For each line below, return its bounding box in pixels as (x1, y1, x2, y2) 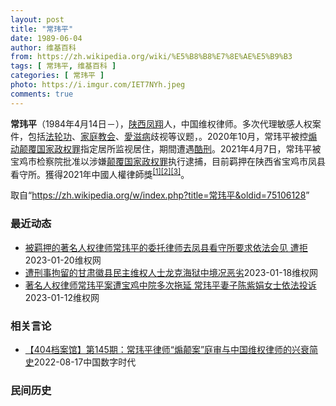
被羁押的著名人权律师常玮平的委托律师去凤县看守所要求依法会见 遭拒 (24, 241, 308, 253)
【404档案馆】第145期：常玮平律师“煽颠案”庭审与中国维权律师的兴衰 (24, 343, 310, 355)
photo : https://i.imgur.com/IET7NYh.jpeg (10, 80, 186, 90)
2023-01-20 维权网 (24, 254, 102, 266)
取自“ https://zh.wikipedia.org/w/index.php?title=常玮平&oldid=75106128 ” (10, 189, 310, 201)
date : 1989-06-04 (10, 33, 83, 43)
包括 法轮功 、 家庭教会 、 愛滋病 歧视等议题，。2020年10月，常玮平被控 (27, 130, 309, 142)
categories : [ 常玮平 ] (10, 71, 105, 81)
